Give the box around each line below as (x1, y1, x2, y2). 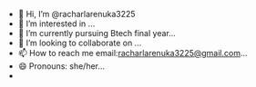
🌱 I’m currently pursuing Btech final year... (17, 28, 176, 38)
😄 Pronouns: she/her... (17, 61, 106, 72)
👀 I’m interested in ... (17, 18, 96, 29)
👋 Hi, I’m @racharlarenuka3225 (17, 9, 136, 19)
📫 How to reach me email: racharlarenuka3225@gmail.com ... (17, 48, 248, 58)
